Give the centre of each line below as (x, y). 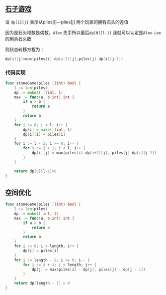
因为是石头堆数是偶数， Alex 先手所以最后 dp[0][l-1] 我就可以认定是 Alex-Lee (83, 32)
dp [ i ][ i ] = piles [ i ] (44, 134)
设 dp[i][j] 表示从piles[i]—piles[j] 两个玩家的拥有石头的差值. (68, 22)
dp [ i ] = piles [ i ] (41, 251)
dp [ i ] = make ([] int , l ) (47, 130)
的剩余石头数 (18, 38)
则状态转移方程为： (25, 49)
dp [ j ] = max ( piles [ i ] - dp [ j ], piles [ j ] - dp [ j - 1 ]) (88, 269)
